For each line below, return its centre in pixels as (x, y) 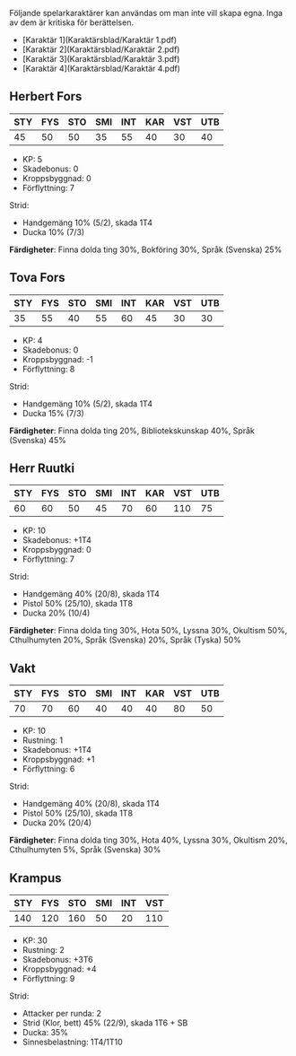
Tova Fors (37, 278)
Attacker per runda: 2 (61, 1014)
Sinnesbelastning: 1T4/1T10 (72, 1042)
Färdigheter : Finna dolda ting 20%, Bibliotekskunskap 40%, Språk (132, 431)
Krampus (35, 878)
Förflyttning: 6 (48, 769)
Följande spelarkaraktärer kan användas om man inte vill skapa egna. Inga (146, 13)
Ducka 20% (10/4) (56, 613)
